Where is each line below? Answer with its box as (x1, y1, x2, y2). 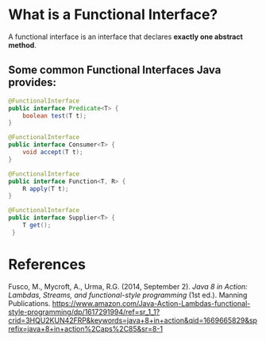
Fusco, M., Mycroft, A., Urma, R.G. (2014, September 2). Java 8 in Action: (8, 281, 248, 291)
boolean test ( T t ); (22, 111, 87, 120)
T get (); (22, 221, 52, 229)
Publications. (8, 298, 51, 308)
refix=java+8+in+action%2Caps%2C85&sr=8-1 (8, 324, 164, 333)
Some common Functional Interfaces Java (8, 64, 222, 77)
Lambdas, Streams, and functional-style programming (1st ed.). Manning (8, 290, 248, 300)
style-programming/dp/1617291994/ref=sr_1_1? (8, 307, 160, 316)
